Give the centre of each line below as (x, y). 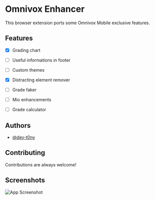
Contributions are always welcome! (41, 164)
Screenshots (25, 180)
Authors (18, 125)
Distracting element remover (41, 80)
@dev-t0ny (24, 137)
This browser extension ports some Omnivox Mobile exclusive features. (77, 23)
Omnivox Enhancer (45, 9)
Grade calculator (29, 110)
